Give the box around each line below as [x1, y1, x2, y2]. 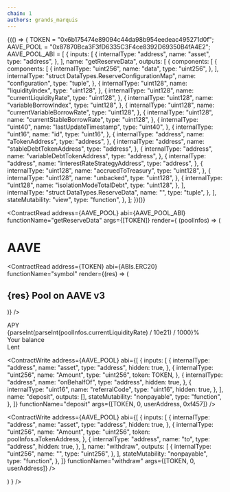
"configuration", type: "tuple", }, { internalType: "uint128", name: [7, 79, 187, 87]
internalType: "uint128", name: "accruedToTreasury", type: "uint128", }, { [7, 166, 211, 175]
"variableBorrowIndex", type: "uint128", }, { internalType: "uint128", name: [7, 101, 215, 109]
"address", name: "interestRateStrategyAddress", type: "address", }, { [7, 159, 203, 167]
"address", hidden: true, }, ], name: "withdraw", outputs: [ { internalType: [7, 443, 211, 451]
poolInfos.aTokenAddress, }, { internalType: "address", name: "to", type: [7, 435, 211, 443]
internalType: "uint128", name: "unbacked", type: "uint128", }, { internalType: [7, 173, 223, 182]
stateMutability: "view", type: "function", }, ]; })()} [7, 195, 146, 204]
